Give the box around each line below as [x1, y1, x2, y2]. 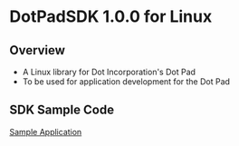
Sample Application [9, 126, 82, 137]
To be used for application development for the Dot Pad [22, 76, 231, 87]
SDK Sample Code [9, 102, 115, 118]
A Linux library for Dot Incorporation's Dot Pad [22, 66, 196, 77]
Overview [9, 43, 66, 58]
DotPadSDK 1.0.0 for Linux [9, 6, 213, 27]
